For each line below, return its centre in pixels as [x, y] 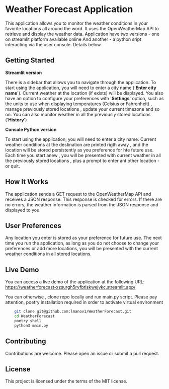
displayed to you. [23, 210]
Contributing [26, 341]
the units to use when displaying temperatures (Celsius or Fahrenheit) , [79, 104]
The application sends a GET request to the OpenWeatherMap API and [78, 194]
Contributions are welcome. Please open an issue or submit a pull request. [82, 353]
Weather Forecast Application [69, 9]
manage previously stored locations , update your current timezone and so [82, 109]
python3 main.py [31, 326]
